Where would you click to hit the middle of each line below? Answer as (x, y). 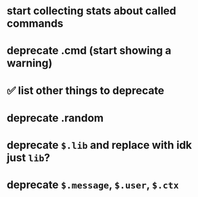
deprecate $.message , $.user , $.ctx (93, 185)
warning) (30, 63)
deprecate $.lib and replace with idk (99, 145)
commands (35, 23)
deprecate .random (55, 118)
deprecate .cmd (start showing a (89, 51)
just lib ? (29, 158)
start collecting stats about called (92, 11)
